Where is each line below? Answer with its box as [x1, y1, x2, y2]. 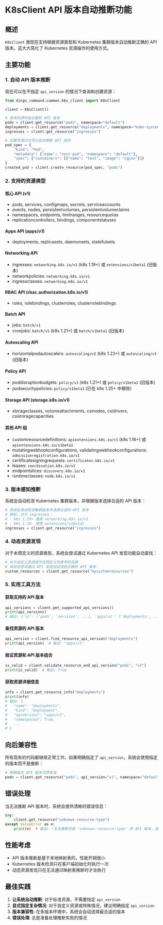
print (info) [5, 694, 29, 700]
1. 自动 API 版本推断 [5, 76, 51, 83]
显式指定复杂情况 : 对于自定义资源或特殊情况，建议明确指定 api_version [12, 902, 155, 908]
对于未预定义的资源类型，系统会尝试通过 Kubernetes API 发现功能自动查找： [5, 550, 158, 556]
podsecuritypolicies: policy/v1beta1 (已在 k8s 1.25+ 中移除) [12, 386, 132, 392]
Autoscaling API [5, 339, 39, 345]
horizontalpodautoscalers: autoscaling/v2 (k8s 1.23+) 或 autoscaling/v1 [12, 351, 157, 357]
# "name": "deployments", [5, 703, 62, 708]
